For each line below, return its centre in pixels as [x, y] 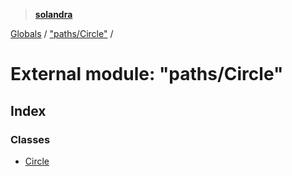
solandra [53, 14]
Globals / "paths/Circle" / [62, 33]
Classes [30, 139]
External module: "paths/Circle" [147, 74]
